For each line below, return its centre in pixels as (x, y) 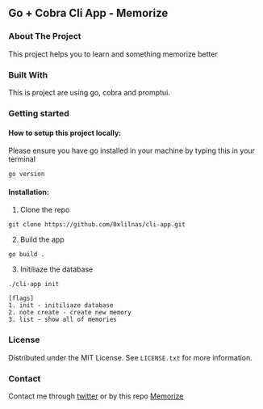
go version (27, 174)
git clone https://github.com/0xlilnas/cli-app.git (97, 225)
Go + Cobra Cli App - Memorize (88, 13)
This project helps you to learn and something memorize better (113, 54)
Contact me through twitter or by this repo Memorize (96, 396)
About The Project (45, 36)
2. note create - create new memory (70, 313)
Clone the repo (45, 210)
